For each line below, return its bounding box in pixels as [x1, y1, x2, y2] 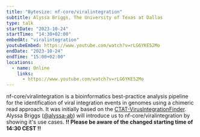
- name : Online [11, 65, 50, 71]
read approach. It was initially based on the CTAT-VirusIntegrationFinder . [6, 106, 187, 113]
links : [17, 71, 34, 77]
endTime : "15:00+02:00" [6, 54, 66, 60]
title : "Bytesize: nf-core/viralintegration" [6, 8, 122, 15]
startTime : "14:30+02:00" [6, 31, 71, 37]
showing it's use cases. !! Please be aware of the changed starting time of [6, 118, 193, 126]
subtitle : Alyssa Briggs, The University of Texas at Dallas [6, 14, 163, 21]
